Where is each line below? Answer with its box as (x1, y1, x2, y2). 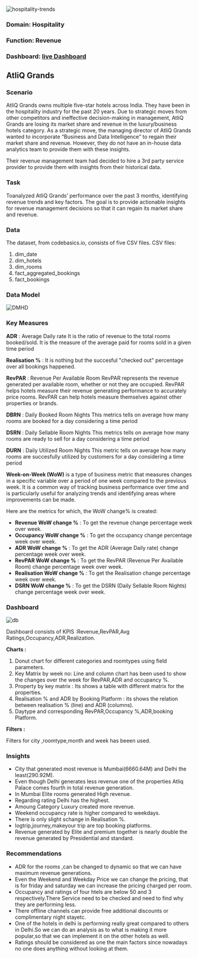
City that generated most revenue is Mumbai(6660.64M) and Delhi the (14, 765, 187, 772)
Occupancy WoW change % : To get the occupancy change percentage (14, 531, 193, 539)
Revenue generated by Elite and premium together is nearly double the (14, 828, 188, 836)
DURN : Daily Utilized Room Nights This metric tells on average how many (6, 447, 186, 454)
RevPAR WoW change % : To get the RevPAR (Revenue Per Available (14, 556, 184, 564)
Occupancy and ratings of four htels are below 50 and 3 (14, 888, 152, 895)
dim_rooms (14, 263, 43, 270)
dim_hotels (14, 257, 41, 264)
